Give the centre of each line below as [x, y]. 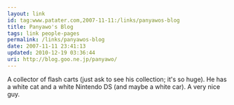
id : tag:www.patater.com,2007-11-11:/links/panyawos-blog [94, 20]
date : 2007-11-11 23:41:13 [47, 46]
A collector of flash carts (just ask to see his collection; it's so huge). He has [117, 79]
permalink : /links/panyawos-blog [56, 40]
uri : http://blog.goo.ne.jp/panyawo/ [62, 59]
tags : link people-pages [43, 33]
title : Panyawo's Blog [40, 27]
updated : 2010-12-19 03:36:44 [51, 53]
